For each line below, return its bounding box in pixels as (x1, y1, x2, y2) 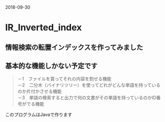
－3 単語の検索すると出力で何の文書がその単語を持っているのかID (17, 95, 156, 101)
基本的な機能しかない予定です (5, 61, 98, 70)
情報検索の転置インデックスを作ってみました (5, 43, 143, 52)
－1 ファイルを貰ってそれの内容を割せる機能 (17, 76, 112, 82)
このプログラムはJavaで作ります (5, 111, 72, 117)
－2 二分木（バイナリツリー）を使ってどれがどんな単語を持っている (17, 82, 160, 88)
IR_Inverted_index (5, 22, 82, 33)
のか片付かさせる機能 (17, 88, 62, 94)
